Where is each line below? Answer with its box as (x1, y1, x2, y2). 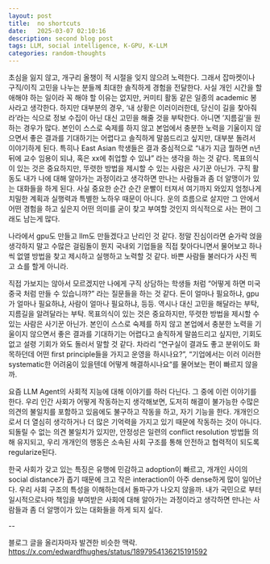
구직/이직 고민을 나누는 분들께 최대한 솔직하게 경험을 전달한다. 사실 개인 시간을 (8, 82, 254, 92)
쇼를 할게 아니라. (16, 262, 69, 271)
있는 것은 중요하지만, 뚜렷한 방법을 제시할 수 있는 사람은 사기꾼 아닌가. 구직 (16, 163, 251, 173)
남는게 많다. (23, 214, 60, 223)
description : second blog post (8, 34, 114, 43)
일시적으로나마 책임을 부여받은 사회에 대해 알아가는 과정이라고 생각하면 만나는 (8, 495, 252, 504)
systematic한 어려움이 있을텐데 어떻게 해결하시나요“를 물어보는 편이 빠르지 (8, 360, 243, 368)
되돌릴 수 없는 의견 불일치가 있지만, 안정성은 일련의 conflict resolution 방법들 (8, 427, 251, 436)
